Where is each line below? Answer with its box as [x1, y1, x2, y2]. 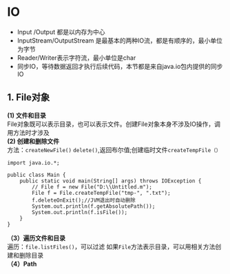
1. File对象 [7, 92, 50, 103]
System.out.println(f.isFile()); [32, 209, 128, 215]
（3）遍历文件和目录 [7, 233, 66, 242]
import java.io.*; [7, 159, 60, 166]
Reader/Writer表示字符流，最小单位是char [17, 53, 136, 62]
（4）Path [7, 260, 37, 268]
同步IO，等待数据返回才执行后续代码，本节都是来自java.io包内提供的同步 [17, 62, 223, 70]
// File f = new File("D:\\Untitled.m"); [32, 183, 153, 190]
